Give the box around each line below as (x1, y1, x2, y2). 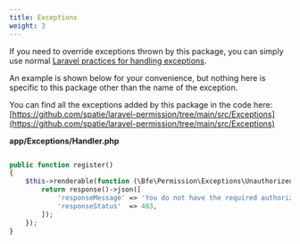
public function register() (9, 160, 114, 169)
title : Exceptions (9, 12, 78, 22)
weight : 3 (9, 21, 46, 30)
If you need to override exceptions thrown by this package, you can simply (9, 45, 284, 56)
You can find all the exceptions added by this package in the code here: (9, 99, 273, 110)
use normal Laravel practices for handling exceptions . (9, 55, 207, 66)
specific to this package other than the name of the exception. (9, 82, 238, 93)
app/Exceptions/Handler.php (9, 135, 120, 146)
